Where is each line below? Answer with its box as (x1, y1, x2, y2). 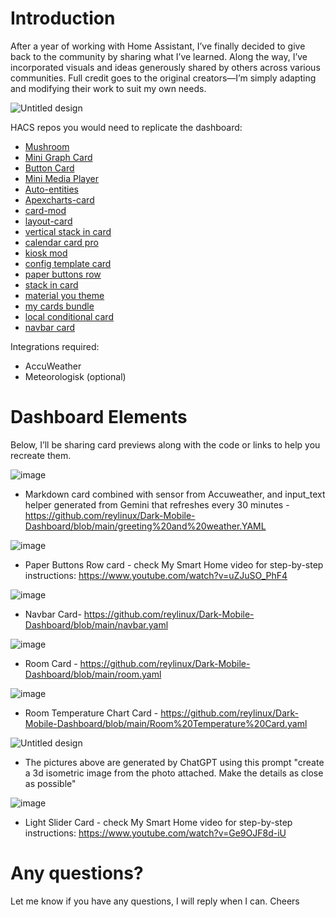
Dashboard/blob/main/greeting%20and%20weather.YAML (24, 520, 267, 532)
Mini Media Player (24, 172, 100, 184)
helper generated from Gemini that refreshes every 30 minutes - (24, 498, 290, 511)
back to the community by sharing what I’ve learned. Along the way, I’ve (10, 50, 308, 62)
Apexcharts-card (24, 193, 95, 206)
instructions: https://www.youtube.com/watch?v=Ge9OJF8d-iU (24, 827, 287, 839)
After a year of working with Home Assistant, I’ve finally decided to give (10, 40, 306, 52)
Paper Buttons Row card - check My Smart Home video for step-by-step (24, 558, 324, 571)
